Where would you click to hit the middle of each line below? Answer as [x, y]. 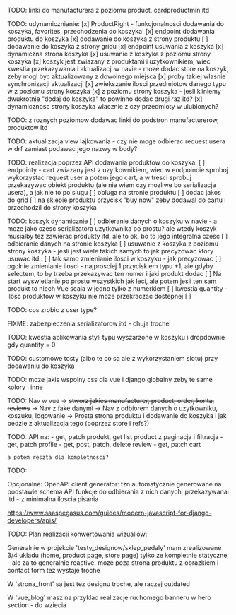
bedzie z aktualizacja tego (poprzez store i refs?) [78, 423]
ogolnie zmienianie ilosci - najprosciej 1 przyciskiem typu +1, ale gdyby [110, 266]
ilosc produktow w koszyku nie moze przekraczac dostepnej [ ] [100, 296]
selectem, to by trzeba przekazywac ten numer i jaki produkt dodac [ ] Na [114, 274]
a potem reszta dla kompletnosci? [58, 458]
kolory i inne [25, 387]
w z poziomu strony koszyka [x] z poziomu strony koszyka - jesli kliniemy [114, 91]
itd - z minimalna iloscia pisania [53, 499]
